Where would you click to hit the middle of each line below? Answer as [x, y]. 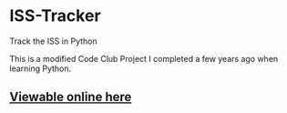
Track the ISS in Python [53, 41]
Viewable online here [71, 97]
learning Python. [41, 68]
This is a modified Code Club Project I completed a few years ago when [144, 58]
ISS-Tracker [56, 16]
